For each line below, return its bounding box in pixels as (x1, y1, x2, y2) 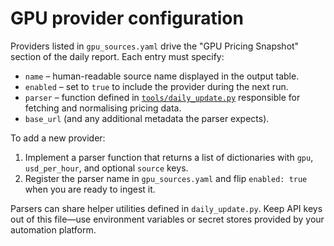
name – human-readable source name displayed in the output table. (24, 70, 300, 82)
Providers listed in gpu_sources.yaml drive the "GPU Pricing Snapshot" (10, 40, 300, 52)
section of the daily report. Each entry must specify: (10, 50, 225, 62)
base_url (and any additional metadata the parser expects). (24, 112, 270, 124)
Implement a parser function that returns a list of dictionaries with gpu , (24, 151, 314, 163)
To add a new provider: (10, 132, 106, 144)
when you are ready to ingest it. (24, 183, 156, 195)
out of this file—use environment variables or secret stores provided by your (10, 213, 325, 225)
